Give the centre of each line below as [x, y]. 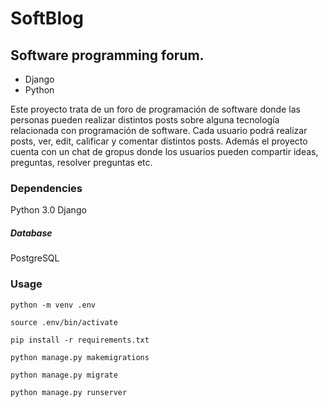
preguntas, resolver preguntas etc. [81, 162]
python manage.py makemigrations [80, 357]
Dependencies [46, 188]
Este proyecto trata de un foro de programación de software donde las [155, 109]
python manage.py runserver [69, 392]
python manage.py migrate [64, 375]
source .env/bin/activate [64, 322]
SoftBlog [47, 18]
